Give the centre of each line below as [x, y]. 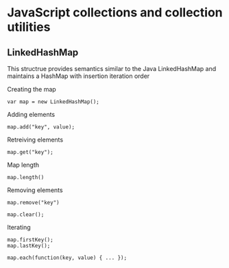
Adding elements [31, 115]
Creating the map [32, 89]
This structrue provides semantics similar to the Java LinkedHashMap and [112, 69]
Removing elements [35, 190]
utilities [29, 27]
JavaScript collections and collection [115, 13]
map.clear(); [26, 215]
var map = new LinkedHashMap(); [53, 102]
